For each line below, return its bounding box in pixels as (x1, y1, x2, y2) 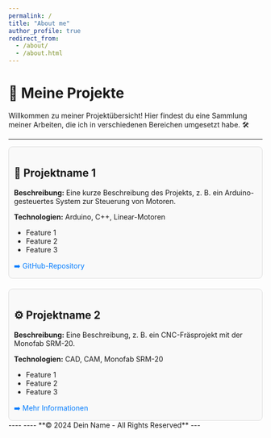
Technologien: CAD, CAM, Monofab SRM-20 (14, 354, 164, 364)
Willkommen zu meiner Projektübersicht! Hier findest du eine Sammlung (8, 111, 248, 120)
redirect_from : (8, 34, 60, 43)
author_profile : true (8, 27, 81, 35)
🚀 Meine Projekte (8, 84, 125, 102)
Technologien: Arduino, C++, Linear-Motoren (14, 211, 166, 222)
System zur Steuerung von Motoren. (55, 196, 176, 206)
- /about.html (15, 49, 63, 57)
